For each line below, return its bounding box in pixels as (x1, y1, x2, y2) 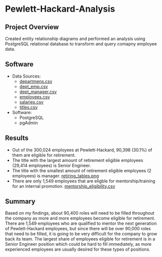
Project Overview (5, 23, 59, 31)
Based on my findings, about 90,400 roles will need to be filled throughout (5, 210, 155, 216)
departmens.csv (19, 78, 53, 84)
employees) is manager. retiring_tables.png (12, 173, 99, 178)
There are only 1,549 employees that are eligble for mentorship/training (12, 178, 155, 184)
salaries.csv (19, 99, 44, 105)
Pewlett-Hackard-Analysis (5, 3, 116, 15)
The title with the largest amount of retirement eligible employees (12, 157, 143, 163)
